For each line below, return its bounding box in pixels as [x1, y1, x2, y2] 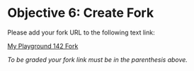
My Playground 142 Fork [7, 41, 79, 50]
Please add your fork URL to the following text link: [7, 28, 155, 37]
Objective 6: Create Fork [7, 5, 154, 21]
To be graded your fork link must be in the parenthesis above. [7, 55, 188, 64]
